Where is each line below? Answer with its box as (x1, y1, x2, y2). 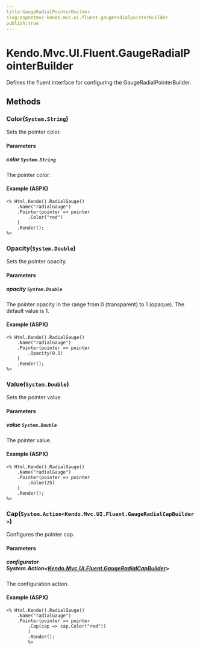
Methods (6, 96, 41, 106)
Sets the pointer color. (6, 128, 61, 135)
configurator (6, 558, 39, 565)
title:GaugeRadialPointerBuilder (6, 8, 90, 15)
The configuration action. (6, 580, 69, 587)
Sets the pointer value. (6, 394, 62, 401)
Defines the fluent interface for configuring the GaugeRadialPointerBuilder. (6, 79, 192, 86)
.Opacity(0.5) (28, 350, 63, 356)
